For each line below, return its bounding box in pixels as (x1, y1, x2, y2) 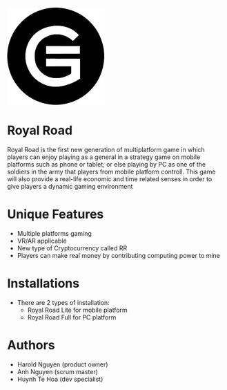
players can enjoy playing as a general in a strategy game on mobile (7, 153, 201, 161)
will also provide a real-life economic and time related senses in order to (7, 174, 213, 183)
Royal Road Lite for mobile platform (27, 306, 128, 314)
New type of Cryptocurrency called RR (17, 243, 128, 252)
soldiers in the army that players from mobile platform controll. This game (7, 167, 216, 176)
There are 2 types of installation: (17, 298, 110, 306)
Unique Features (7, 207, 104, 222)
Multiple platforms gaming (17, 229, 92, 237)
